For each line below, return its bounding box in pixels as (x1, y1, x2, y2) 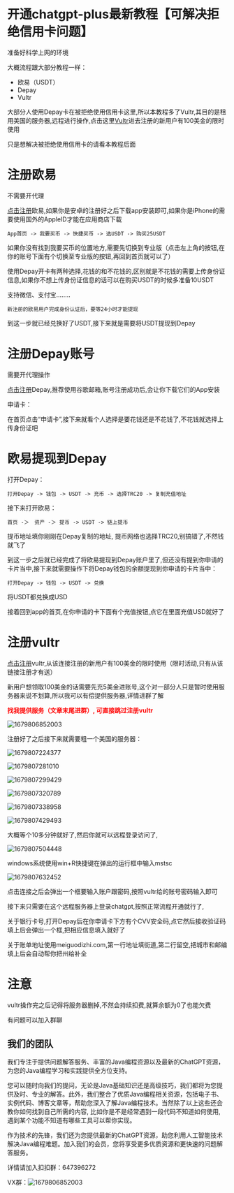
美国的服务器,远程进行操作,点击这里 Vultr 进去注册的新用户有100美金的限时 (13, 116, 225, 124)
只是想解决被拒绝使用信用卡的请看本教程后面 (7, 140, 136, 148)
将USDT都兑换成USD (7, 592, 68, 601)
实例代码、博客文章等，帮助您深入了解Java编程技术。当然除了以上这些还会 (7, 1099, 224, 1107)
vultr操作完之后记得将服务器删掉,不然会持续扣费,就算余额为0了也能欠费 (7, 1000, 212, 1009)
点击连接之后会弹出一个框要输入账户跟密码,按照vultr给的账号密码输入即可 (7, 887, 218, 895)
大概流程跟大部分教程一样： (7, 63, 87, 71)
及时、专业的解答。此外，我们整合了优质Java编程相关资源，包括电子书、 (13, 1090, 224, 1099)
